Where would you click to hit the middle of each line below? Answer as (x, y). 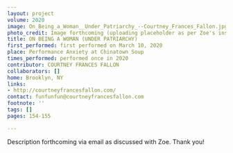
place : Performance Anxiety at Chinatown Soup (76, 52)
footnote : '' (26, 103)
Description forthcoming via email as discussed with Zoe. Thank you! (106, 141)
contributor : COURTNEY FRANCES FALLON (63, 65)
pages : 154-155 (29, 116)
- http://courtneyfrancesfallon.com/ (62, 90)
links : (17, 84)
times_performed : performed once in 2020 (68, 59)
